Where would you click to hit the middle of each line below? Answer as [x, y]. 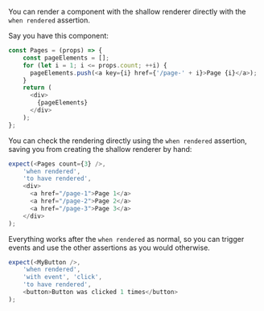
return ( [37, 88]
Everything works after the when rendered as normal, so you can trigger [126, 239]
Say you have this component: [58, 36]
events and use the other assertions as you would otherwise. [109, 248]
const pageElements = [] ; [66, 58]
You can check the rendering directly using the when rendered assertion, [128, 141]
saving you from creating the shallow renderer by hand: [100, 149]
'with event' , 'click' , [63, 277]
